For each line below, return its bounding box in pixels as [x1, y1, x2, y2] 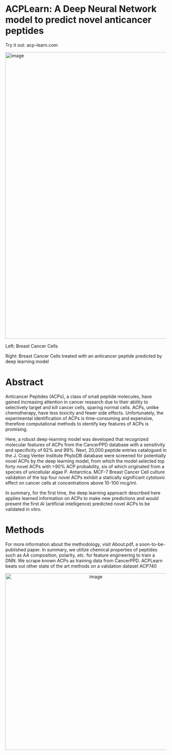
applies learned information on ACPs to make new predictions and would [5, 495, 159, 501]
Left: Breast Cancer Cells [5, 343, 58, 349]
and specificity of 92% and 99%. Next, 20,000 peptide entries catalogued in [5, 447, 167, 453]
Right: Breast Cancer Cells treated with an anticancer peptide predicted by [5, 353, 162, 359]
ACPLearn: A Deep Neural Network [5, 3, 157, 15]
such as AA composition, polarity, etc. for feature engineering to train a [5, 552, 155, 558]
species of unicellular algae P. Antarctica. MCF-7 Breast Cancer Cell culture [5, 469, 165, 475]
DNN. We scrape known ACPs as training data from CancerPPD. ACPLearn [5, 557, 163, 563]
